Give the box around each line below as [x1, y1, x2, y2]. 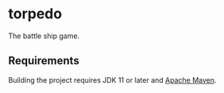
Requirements [8, 54, 79, 68]
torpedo [8, 5, 62, 23]
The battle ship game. [8, 31, 80, 41]
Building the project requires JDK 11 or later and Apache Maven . [8, 75, 217, 84]
